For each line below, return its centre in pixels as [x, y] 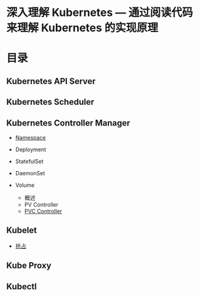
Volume [25, 185]
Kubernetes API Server [51, 81]
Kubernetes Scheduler [50, 102]
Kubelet [22, 230]
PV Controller [41, 204]
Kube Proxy [29, 266]
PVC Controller [43, 211]
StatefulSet [29, 161]
